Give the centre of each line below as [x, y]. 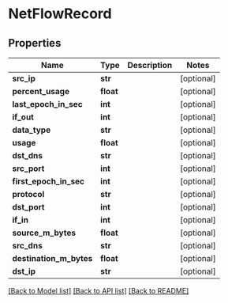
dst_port [28, 207]
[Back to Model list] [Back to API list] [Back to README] [99, 291]
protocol [28, 194]
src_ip [24, 78]
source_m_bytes [44, 233]
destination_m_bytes [52, 258]
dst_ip [24, 271]
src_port [28, 169]
